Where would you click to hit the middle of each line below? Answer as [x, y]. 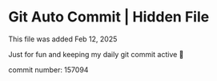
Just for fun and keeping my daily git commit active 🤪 [96, 54]
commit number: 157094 [48, 69]
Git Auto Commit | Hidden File [109, 17]
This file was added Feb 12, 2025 [63, 39]
